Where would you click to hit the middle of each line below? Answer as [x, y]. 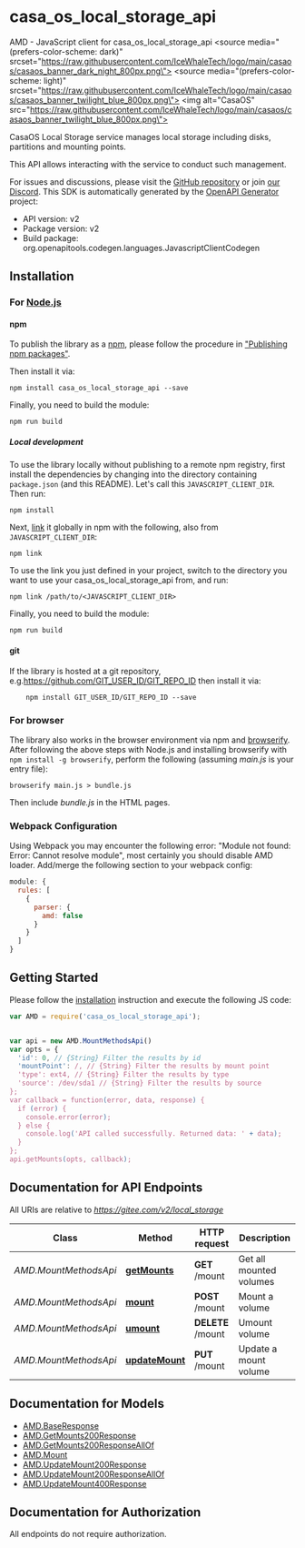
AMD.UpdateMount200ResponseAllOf [93, 1474]
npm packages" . [40, 354]
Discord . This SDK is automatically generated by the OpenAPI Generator [144, 191]
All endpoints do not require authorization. [88, 1534]
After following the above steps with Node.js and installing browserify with [148, 749]
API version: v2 [51, 218]
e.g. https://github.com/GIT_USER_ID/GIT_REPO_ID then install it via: [135, 681]
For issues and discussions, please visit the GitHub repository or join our [145, 182]
